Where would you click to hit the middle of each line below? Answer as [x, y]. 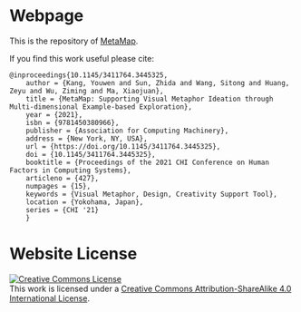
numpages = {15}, [58, 186]
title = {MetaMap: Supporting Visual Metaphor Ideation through [150, 99]
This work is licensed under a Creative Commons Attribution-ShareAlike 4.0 [150, 288]
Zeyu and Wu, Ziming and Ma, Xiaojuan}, [87, 91]
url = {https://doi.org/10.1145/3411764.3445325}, [123, 146]
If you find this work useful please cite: [82, 58]
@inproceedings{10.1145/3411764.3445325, [89, 75]
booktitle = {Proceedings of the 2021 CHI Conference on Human [148, 162]
